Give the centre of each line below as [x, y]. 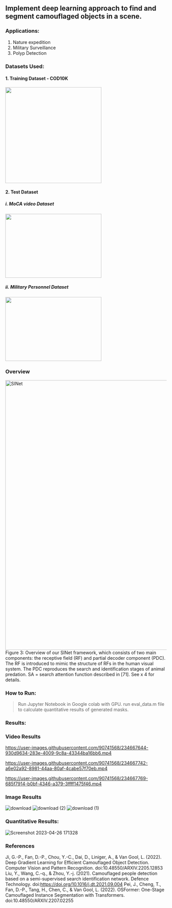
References [20, 846]
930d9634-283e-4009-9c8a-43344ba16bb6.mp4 [58, 753]
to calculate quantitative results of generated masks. [73, 709]
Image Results [24, 797]
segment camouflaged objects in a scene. [74, 17]
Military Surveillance [34, 48]
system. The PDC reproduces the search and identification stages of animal [85, 669]
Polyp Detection [30, 53]
